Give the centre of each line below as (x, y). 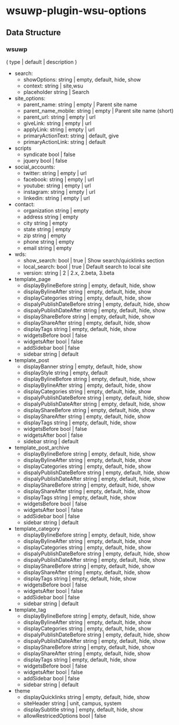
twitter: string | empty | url (55, 173)
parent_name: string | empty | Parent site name (80, 104)
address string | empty (51, 217)
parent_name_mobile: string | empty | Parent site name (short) (98, 110)
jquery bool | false (45, 160)
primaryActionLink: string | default (65, 141)
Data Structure (34, 33)
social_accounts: (35, 167)
